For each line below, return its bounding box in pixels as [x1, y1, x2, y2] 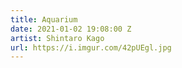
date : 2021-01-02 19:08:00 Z [10, 24, 132, 34]
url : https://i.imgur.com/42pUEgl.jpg [10, 42, 172, 53]
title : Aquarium [10, 14, 78, 25]
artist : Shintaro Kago [10, 33, 105, 43]
